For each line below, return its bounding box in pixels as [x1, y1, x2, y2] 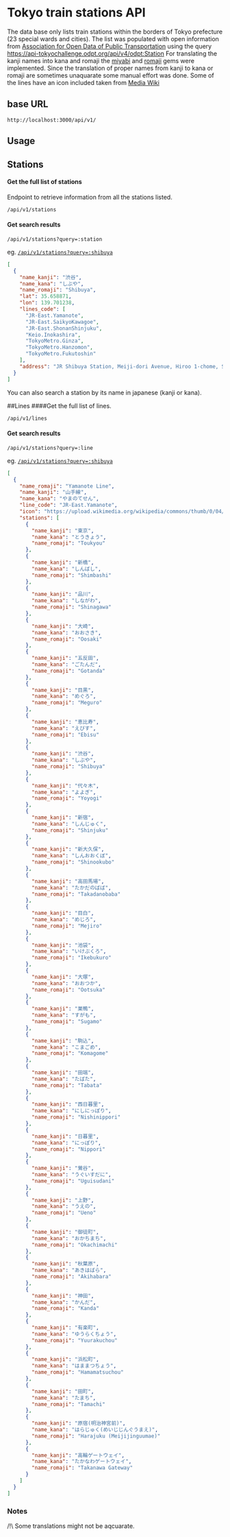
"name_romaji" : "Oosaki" [31, 636, 103, 643]
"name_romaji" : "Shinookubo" [31, 859, 115, 866]
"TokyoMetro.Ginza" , [25, 337, 84, 344]
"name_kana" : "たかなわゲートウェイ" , [31, 1458, 132, 1465]
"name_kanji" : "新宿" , [31, 814, 94, 821]
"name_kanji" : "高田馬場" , [31, 878, 105, 885]
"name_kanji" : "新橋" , [31, 559, 94, 567]
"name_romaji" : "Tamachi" [31, 1401, 106, 1407]
